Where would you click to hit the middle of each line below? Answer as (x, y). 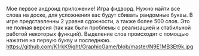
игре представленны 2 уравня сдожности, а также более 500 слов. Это (98, 21)
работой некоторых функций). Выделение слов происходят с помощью (98, 34)
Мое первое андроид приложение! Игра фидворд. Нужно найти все (93, 9)
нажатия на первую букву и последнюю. (59, 40)
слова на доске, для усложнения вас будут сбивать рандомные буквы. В (99, 15)
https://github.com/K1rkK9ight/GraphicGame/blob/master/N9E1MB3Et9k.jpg (100, 46)
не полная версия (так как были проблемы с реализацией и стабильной (99, 27)
